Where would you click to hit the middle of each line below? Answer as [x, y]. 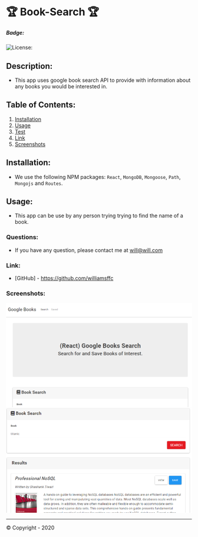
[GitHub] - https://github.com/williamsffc [64, 278]
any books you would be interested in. [61, 86]
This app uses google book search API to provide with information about [103, 80]
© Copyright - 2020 [30, 528]
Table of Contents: [41, 105]
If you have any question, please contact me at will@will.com [89, 250]
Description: [29, 66]
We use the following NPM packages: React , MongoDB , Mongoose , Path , [98, 177]
